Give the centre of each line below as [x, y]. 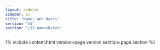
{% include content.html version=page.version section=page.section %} [80, 42]
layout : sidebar [22, 10]
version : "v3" [20, 24]
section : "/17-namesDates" [33, 28]
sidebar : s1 [18, 14]
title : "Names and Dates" [32, 19]
